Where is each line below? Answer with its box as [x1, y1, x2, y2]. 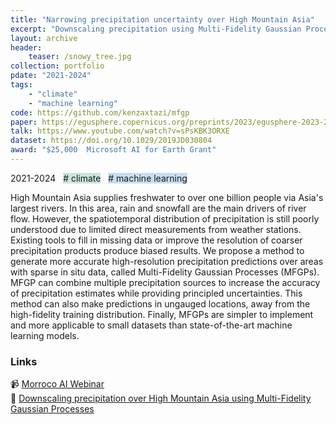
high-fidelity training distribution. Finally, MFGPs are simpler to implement [10, 308, 314, 320]
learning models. [10, 329, 80, 341]
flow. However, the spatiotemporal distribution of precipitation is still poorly [10, 212, 320, 225]
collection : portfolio [10, 61, 105, 71]
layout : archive [10, 33, 78, 43]
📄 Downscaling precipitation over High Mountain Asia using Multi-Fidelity [10, 392, 312, 405]
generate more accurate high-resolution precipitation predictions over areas [10, 255, 324, 267]
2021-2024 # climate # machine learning [10, 172, 188, 184]
